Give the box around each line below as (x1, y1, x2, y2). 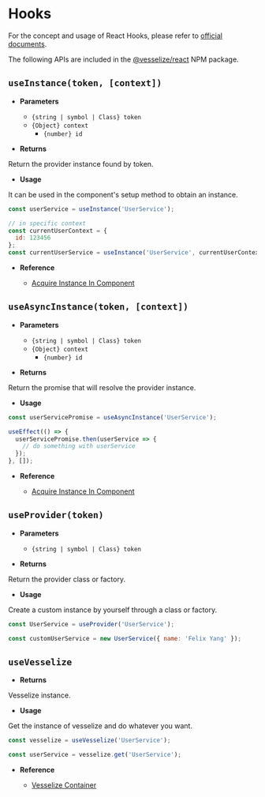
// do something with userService (22, 442, 136, 450)
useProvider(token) (8, 509, 104, 521)
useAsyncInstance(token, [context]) (8, 301, 189, 313)
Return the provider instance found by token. (8, 159, 154, 168)
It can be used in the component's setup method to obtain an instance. (8, 190, 238, 199)
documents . (8, 39, 47, 48)
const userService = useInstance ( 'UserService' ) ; (8, 205, 175, 213)
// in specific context (8, 219, 87, 227)
